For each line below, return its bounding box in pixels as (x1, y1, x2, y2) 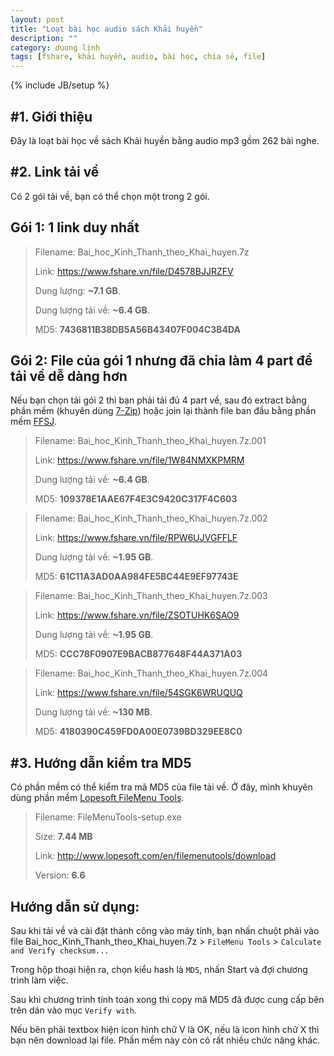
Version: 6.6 (34, 869, 86, 881)
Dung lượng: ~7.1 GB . (34, 284, 121, 296)
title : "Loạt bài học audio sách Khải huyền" (10, 24, 203, 34)
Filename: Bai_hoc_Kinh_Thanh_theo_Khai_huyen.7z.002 (34, 512, 268, 525)
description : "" (10, 33, 78, 43)
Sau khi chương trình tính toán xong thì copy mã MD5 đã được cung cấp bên (10, 994, 325, 1005)
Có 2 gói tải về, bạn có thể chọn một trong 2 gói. (10, 190, 210, 202)
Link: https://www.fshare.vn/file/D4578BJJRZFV (34, 265, 234, 277)
